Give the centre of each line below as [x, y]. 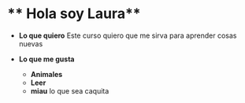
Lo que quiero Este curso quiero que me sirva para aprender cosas [128, 35]
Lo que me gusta [46, 59]
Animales [46, 74]
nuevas [31, 43]
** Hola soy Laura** [74, 14]
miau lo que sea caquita [70, 90]
